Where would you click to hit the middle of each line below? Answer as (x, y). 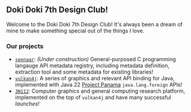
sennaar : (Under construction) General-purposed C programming (95, 59)
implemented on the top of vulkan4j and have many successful (93, 98)
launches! (27, 104)
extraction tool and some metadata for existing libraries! (84, 72)
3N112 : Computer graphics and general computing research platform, (100, 91)
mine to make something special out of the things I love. (75, 31)
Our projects (25, 46)
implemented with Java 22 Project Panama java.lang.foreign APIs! (99, 85)
